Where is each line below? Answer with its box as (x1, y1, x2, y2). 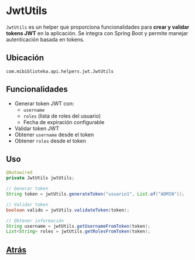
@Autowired (6, 170, 33, 176)
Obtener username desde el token (14, 131, 94, 138)
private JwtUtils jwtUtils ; (6, 175, 75, 181)
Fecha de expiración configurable (23, 118, 105, 125)
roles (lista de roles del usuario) (23, 112, 101, 119)
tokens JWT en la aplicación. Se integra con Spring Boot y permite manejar (6, 29, 189, 36)
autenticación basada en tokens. (6, 36, 85, 43)
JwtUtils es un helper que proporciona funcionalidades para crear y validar (6, 23, 189, 30)
